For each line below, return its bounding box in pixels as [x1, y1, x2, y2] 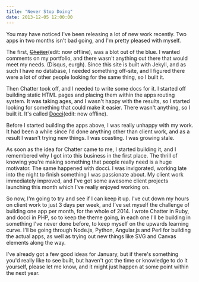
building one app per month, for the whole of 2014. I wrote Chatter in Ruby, [6, 207, 189, 214]
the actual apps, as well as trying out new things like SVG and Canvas [6, 232, 176, 240]
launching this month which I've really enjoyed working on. [6, 183, 150, 190]
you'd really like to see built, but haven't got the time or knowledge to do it [6, 257, 188, 264]
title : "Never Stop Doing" [6, 8, 73, 15]
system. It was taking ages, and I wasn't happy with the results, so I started [6, 97, 190, 104]
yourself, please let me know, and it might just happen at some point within [6, 263, 189, 270]
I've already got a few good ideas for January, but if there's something [6, 250, 179, 258]
